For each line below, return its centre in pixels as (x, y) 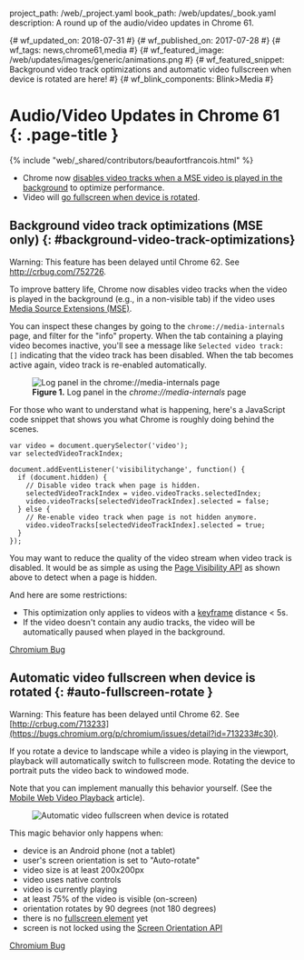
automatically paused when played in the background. (124, 632)
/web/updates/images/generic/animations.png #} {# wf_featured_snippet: (147, 60)
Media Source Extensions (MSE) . (71, 308)
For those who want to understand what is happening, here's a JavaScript (147, 409)
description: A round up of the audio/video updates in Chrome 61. (132, 23)
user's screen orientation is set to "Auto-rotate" (111, 860)
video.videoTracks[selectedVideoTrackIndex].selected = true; (146, 525)
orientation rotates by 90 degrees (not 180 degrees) (119, 908)
